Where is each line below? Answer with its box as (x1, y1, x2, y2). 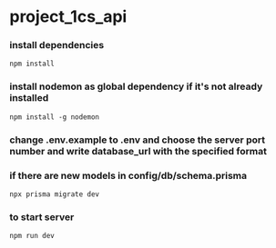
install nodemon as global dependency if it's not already (9, 80, 263, 93)
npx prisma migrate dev (9, 190, 100, 199)
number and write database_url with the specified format (9, 144, 267, 157)
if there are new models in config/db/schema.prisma (9, 169, 248, 182)
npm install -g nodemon (9, 112, 100, 122)
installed (9, 92, 49, 104)
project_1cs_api (9, 6, 128, 27)
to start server (9, 211, 75, 223)
